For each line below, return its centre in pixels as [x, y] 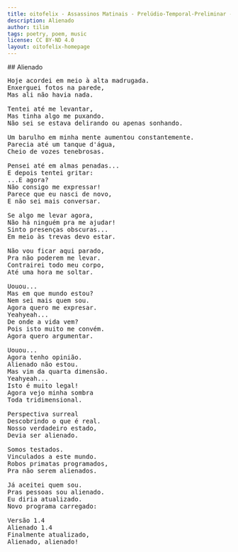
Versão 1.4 [26, 520]
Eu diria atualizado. [45, 499]
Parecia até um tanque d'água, [62, 144]
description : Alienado [41, 21]
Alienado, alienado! [43, 542]
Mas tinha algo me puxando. [56, 116]
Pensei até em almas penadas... [63, 166]
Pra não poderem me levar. [54, 258]
